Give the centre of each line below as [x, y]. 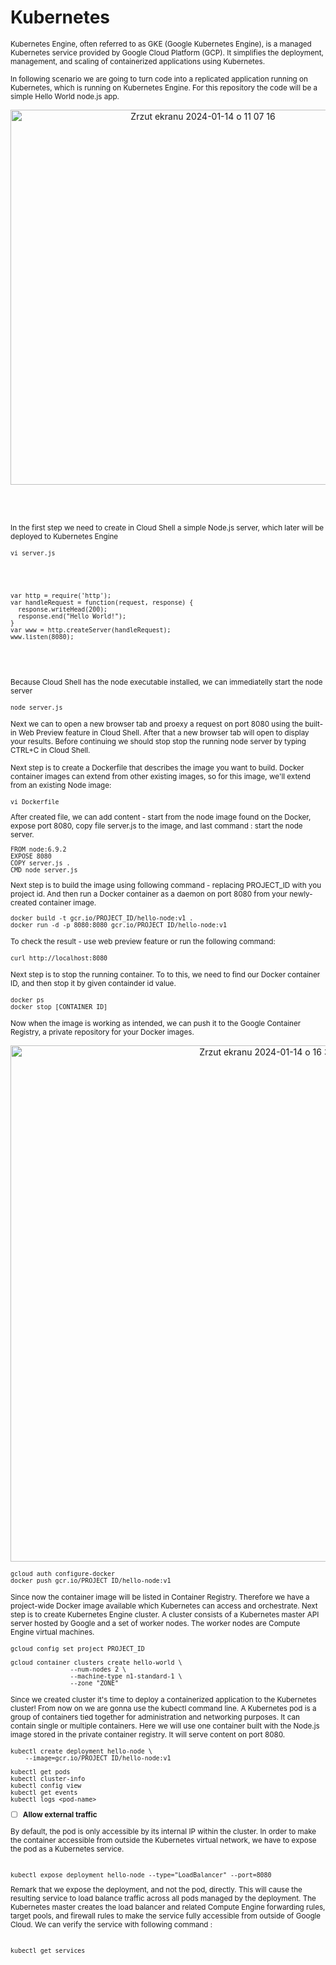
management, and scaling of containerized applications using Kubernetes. [138, 61]
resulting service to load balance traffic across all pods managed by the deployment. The [163, 1899]
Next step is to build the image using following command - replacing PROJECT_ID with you [166, 885]
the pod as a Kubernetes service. [67, 1849]
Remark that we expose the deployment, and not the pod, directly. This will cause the [156, 1890]
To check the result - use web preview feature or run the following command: [143, 941]
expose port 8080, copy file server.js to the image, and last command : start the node [156, 826]
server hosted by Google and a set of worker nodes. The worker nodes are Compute [155, 1623]
